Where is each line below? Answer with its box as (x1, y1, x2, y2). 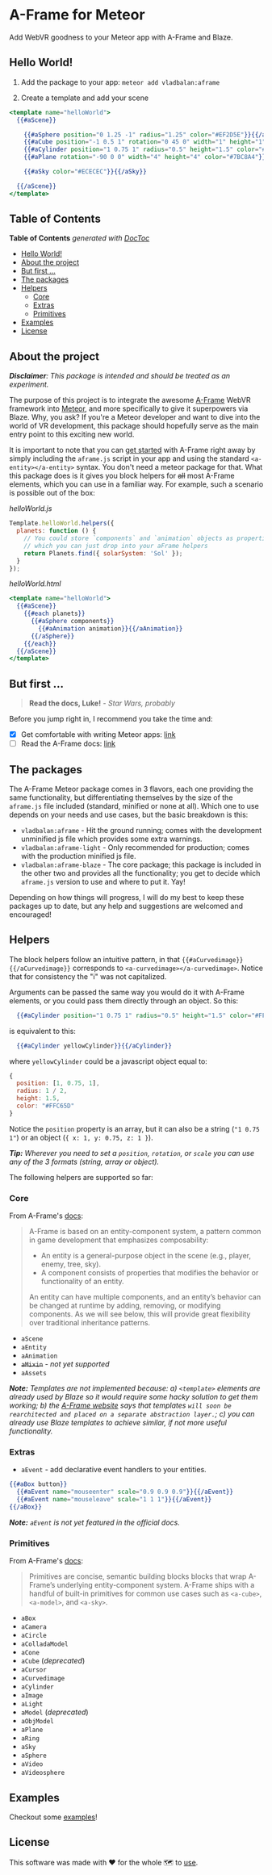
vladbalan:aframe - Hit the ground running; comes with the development (20, 826, 262, 835)
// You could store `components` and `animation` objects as (23, 534, 233, 542)
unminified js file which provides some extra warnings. (20, 834, 203, 843)
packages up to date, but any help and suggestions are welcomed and (9, 902, 243, 910)
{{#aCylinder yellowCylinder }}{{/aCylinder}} (16, 1041, 173, 1050)
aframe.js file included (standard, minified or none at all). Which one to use (9, 801, 259, 810)
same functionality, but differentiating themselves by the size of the (9, 793, 233, 802)
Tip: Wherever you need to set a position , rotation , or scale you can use (9, 1148, 255, 1157)
